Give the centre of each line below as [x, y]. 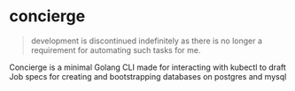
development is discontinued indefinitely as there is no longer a [147, 41]
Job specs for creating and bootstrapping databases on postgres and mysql [148, 76]
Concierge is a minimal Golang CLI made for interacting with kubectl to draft [147, 67]
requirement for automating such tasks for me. [116, 49]
